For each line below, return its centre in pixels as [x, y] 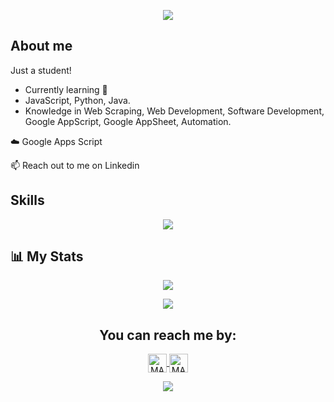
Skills [27, 200]
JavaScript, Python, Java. [77, 100]
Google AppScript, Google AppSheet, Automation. [128, 121]
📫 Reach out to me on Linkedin [75, 165]
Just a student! [41, 70]
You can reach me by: [168, 335]
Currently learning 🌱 [66, 89]
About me [41, 46]
